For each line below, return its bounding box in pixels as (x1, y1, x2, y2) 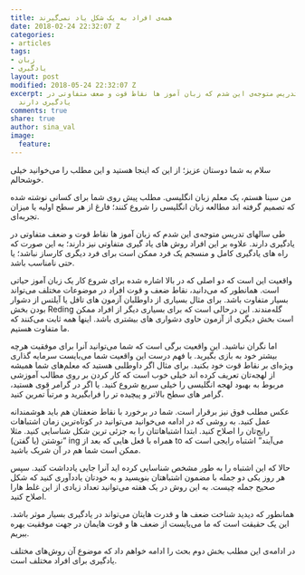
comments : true (10, 106, 68, 115)
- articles (10, 38, 52, 48)
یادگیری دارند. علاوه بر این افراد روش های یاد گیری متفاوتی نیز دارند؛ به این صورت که (10, 237, 295, 249)
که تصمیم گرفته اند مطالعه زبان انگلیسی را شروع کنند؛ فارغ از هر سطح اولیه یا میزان (10, 201, 295, 212)
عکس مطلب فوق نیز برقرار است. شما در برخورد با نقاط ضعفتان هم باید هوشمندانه (10, 406, 290, 417)
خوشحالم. (10, 174, 44, 185)
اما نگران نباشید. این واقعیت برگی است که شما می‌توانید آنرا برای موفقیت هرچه (10, 340, 278, 351)
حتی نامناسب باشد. (10, 257, 75, 268)
